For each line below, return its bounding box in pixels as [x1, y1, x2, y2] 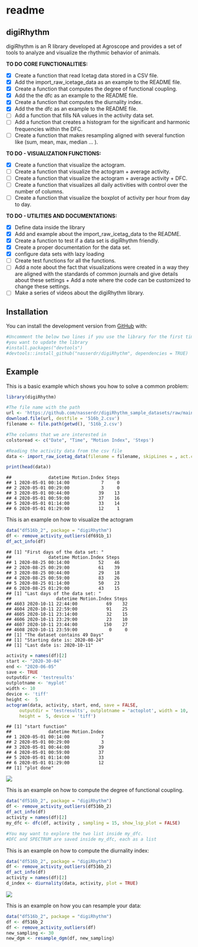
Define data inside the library [14, 223, 85, 231]
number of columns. [14, 187, 64, 195]
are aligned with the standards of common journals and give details [14, 270, 179, 278]
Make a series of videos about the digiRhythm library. [14, 289, 144, 296]
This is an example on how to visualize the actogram [6, 516, 134, 523]
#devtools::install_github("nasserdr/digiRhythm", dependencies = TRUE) [6, 350, 189, 356]
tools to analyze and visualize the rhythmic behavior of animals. [6, 49, 161, 56]
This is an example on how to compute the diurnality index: [6, 847, 149, 854]
